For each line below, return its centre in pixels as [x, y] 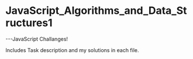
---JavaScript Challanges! [37, 39]
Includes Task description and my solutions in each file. [72, 50]
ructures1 [29, 23]
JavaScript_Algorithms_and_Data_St [96, 11]
